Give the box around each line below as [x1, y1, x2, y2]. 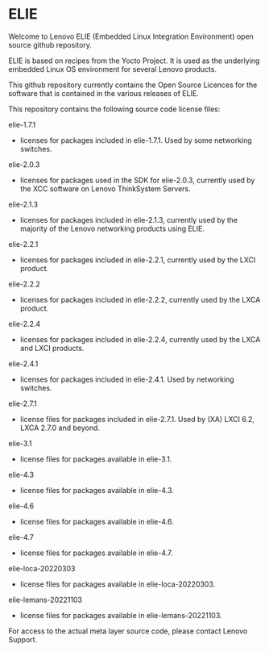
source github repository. [8, 40, 93, 49]
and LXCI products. [19, 343, 85, 353]
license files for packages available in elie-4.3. [19, 485, 175, 495]
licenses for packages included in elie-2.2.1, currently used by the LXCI [19, 255, 256, 265]
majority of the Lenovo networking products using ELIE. [19, 224, 205, 233]
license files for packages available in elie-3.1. [19, 453, 172, 464]
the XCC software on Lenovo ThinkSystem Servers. [19, 183, 191, 194]
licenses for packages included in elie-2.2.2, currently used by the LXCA [19, 295, 261, 304]
